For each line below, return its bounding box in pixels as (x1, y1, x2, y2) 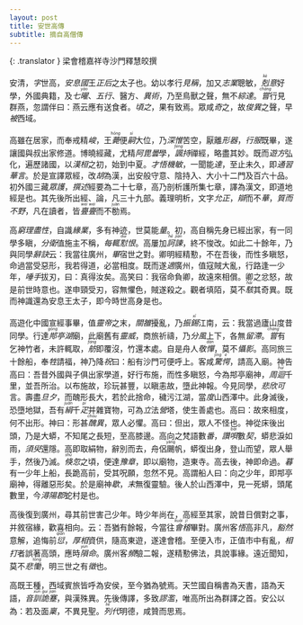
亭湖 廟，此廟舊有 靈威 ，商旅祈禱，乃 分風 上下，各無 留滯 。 (57, 330, 270, 342)
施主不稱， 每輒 (64, 237, 120, 248)
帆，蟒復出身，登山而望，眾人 (174, 443, 285, 454)
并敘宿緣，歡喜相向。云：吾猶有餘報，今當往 (9, 522, 175, 533)
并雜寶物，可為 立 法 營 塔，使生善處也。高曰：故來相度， (88, 405, 293, 415)
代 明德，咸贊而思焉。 (111, 606, 191, 617)
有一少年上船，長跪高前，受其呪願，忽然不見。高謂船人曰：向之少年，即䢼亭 (9, 468, 293, 478)
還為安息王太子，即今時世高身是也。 (32, 296, 167, 307)
